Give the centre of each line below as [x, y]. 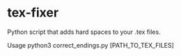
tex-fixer [33, 13]
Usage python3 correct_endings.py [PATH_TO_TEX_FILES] [90, 45]
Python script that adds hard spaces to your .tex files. [84, 32]
